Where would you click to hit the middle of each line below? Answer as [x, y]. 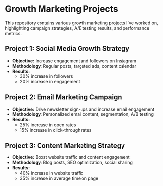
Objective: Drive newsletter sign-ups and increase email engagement [83, 109]
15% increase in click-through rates [56, 130]
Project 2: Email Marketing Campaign [63, 97]
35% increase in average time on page [59, 178]
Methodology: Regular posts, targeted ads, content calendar [74, 66]
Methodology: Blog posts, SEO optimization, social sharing [73, 163]
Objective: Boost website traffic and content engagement [71, 157]
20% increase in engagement [50, 81]
